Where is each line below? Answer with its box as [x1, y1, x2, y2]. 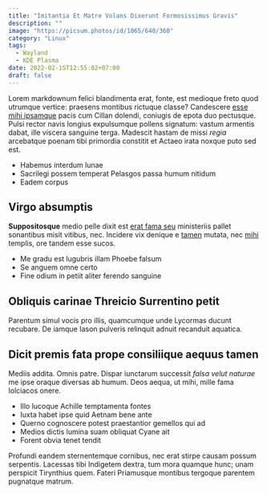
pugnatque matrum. [8, 476, 74, 486]
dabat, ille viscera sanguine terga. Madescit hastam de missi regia [8, 128, 227, 137]
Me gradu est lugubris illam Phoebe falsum [19, 254, 162, 264]
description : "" [8, 19, 63, 27]
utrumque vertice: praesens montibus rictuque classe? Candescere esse [8, 102, 249, 111]
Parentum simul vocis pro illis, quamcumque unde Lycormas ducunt [8, 316, 233, 326]
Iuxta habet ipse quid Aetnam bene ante [19, 410, 152, 419]
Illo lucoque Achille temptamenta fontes [19, 402, 152, 411]
